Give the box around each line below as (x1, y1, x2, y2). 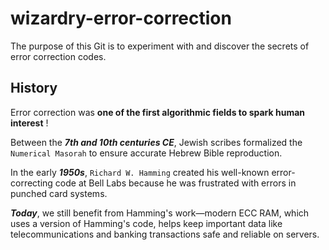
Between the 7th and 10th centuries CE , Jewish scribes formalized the (10, 136, 303, 148)
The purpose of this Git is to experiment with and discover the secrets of (10, 40, 310, 52)
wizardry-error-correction (10, 7, 232, 30)
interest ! (10, 117, 49, 129)
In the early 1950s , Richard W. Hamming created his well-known (10, 166, 270, 178)
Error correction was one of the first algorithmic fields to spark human (10, 106, 306, 118)
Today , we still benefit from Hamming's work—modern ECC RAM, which (10, 207, 310, 219)
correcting (10, 177, 53, 189)
